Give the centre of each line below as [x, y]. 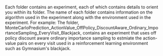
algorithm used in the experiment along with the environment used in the [78, 17]
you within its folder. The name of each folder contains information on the [79, 12]
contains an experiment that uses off [120, 33]
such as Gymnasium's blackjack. [38, 48]
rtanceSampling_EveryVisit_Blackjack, [43, 33]
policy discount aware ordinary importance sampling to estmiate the [73, 38]
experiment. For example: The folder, [42, 22]
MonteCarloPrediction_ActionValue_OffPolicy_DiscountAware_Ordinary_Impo [82, 28]
